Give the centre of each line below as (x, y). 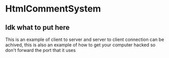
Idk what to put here (38, 27)
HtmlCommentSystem (53, 9)
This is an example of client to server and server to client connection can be (85, 39)
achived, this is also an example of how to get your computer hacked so (80, 45)
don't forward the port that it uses (41, 50)
